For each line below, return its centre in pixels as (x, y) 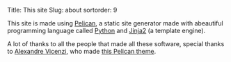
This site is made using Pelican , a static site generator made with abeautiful (115, 23)
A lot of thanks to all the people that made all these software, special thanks (116, 44)
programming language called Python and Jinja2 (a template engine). (106, 31)
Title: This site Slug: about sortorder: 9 (62, 10)
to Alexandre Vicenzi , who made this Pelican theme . (82, 51)
